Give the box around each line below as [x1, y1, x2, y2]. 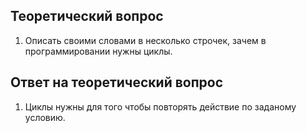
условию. [24, 111, 66, 123]
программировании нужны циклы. [24, 45, 173, 57]
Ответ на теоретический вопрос [10, 74, 224, 91]
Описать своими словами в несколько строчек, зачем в [24, 34, 267, 46]
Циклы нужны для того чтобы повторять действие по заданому [24, 100, 297, 113]
